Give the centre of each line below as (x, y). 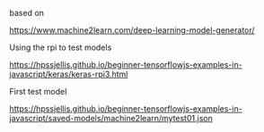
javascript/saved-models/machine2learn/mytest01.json (111, 118)
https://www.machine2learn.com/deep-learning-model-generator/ (132, 30)
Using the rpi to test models (61, 47)
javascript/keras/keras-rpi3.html (69, 74)
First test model (38, 91)
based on (27, 13)
